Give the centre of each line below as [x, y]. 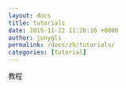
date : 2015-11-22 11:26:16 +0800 [63, 30]
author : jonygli [35, 38]
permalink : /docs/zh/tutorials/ [61, 45]
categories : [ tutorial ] [48, 52]
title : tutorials [37, 23]
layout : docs [30, 15]
